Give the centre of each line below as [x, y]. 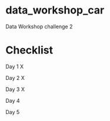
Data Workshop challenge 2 [39, 26]
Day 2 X [15, 78]
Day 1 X [15, 66]
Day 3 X [15, 89]
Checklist [29, 50]
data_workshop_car [55, 10]
